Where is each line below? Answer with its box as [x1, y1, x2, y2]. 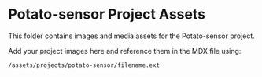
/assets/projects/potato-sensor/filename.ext [8, 61, 160, 69]
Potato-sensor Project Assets [8, 5, 206, 23]
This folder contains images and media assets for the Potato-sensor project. [8, 31, 256, 40]
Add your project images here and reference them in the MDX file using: [8, 46, 242, 55]
